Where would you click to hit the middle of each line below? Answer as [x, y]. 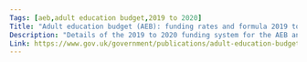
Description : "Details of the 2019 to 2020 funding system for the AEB [148, 35]
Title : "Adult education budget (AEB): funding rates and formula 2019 [148, 26]
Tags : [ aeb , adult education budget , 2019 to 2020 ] [106, 18]
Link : [20, 43]
